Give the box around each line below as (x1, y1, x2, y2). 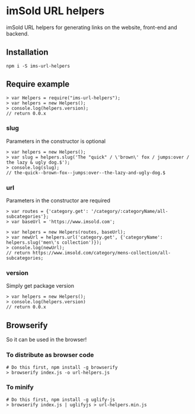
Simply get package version (6, 282, 75, 289)
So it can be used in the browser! (6, 336, 87, 343)
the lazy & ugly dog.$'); (6, 159, 70, 165)
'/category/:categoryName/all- (91, 209, 168, 215)
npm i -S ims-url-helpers (6, 63, 70, 69)
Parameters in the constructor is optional (6, 138, 106, 145)
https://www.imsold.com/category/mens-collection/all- (32, 250, 171, 256)
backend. (6, 30, 29, 37)
